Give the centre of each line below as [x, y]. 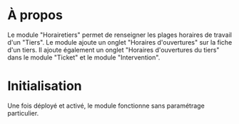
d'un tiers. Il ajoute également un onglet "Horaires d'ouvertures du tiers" [113, 50]
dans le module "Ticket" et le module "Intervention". [84, 57]
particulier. [23, 113]
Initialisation [45, 86]
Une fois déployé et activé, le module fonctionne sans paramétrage [106, 106]
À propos [35, 15]
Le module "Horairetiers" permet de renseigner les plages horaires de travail [119, 35]
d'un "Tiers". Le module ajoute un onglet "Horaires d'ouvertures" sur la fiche [120, 42]
